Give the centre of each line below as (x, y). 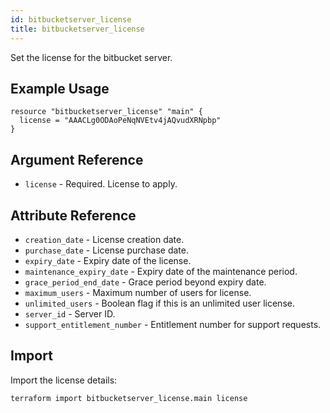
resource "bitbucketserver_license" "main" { (106, 112)
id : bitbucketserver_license (71, 19)
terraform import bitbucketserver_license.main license (129, 398)
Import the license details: (64, 380)
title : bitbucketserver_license (77, 29)
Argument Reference (77, 159)
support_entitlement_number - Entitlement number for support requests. (173, 324)
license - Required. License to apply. (101, 184)
